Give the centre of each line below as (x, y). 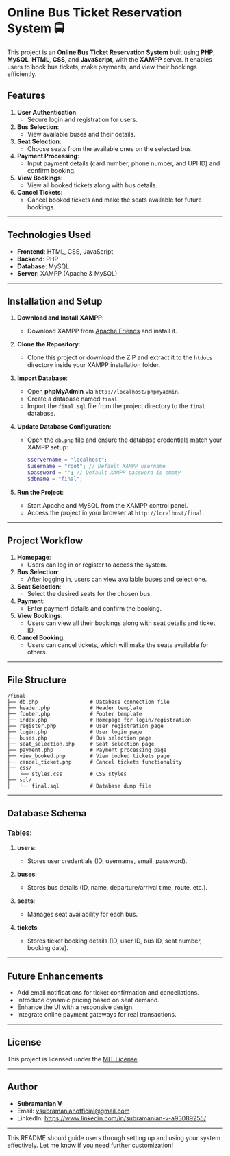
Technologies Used (49, 235)
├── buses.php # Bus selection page (79, 738)
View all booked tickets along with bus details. (92, 185)
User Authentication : (48, 112)
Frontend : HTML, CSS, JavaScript (65, 251)
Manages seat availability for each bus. (82, 915)
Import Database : (42, 378)
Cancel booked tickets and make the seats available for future (114, 200)
